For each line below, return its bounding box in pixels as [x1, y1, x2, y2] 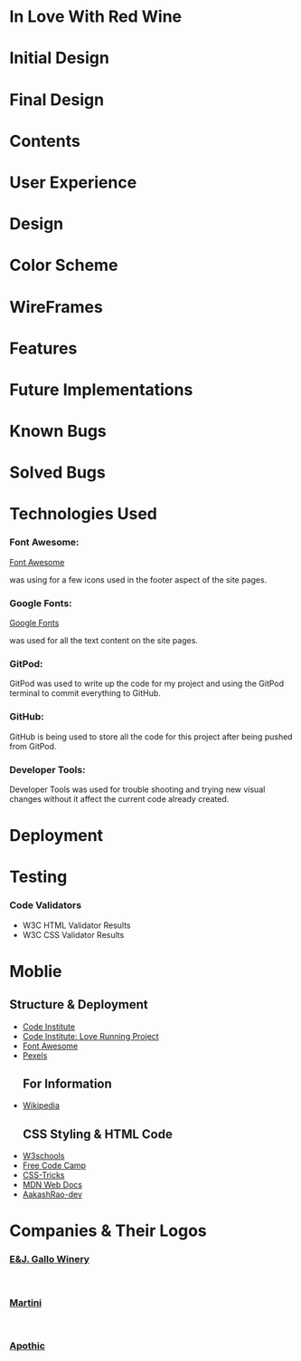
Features [9, 338, 78, 359]
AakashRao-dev [22, 1189, 83, 1200]
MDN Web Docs [22, 1180, 83, 1191]
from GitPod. [9, 740, 57, 751]
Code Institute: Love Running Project [22, 1030, 160, 1041]
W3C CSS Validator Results [22, 929, 125, 940]
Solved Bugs [9, 462, 106, 483]
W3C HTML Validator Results [22, 920, 131, 931]
